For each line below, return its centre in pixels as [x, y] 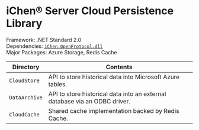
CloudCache [24, 114]
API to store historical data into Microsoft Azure [114, 77]
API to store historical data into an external [107, 94]
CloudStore [24, 80]
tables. [58, 84]
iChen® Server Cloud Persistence [90, 11]
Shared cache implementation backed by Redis [114, 110]
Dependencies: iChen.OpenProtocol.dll [54, 46]
